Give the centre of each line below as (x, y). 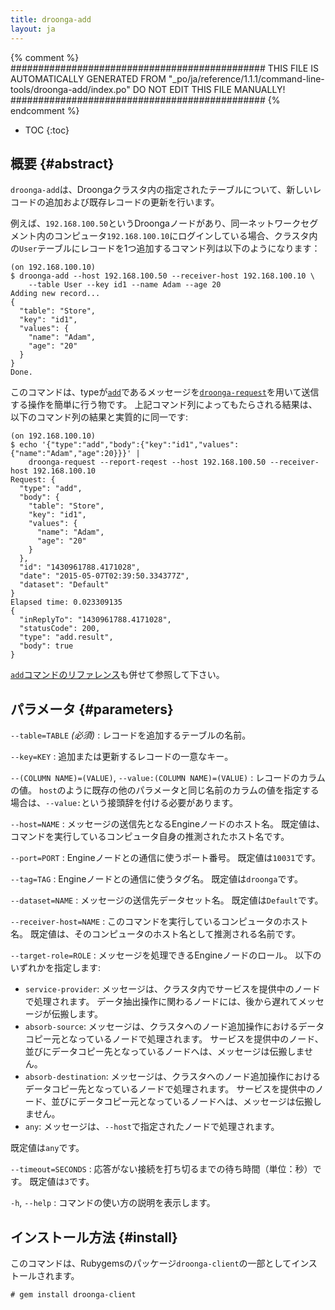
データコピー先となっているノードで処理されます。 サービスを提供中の (170, 1089)
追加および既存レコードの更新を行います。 (132, 202)
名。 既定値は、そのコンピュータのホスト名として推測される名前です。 (156, 934)
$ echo (24, 445)
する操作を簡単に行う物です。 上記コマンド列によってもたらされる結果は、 (164, 405)
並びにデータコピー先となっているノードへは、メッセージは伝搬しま (164, 1052)
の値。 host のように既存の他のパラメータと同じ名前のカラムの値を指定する (165, 790)
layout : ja (33, 29)
